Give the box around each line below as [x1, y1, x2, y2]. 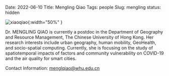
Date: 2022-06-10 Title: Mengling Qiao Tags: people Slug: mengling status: [5, 4, 161, 10]
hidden [5, 9, 20, 15]
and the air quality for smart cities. [5, 55, 77, 61]
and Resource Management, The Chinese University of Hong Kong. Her [5, 34, 154, 40]
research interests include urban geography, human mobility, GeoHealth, [5, 39, 156, 45]
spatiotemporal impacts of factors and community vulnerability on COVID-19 [5, 50, 164, 56]
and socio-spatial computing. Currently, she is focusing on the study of [5, 45, 153, 50]
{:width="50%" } [27, 19, 63, 25]
